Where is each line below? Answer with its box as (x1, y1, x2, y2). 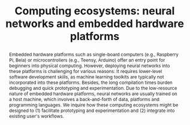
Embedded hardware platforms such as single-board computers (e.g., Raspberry (8, 51, 179, 57)
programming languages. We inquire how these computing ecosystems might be (8, 102, 179, 108)
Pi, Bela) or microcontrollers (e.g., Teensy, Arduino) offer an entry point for (8, 57, 165, 63)
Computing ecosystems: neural (14, 4, 175, 18)
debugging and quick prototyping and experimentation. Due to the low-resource (8, 85, 177, 91)
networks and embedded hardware (5, 17, 185, 31)
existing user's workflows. (8, 112, 64, 119)
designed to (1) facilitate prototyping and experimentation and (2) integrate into (8, 107, 175, 114)
